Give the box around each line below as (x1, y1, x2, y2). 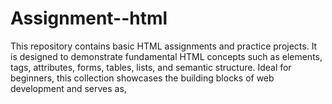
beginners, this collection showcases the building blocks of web (10, 72, 275, 84)
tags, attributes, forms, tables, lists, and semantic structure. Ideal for (10, 61, 292, 73)
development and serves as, (10, 82, 127, 94)
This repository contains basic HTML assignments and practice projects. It (10, 40, 318, 52)
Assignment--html (10, 7, 168, 30)
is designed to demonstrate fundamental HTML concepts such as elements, (10, 50, 323, 62)
